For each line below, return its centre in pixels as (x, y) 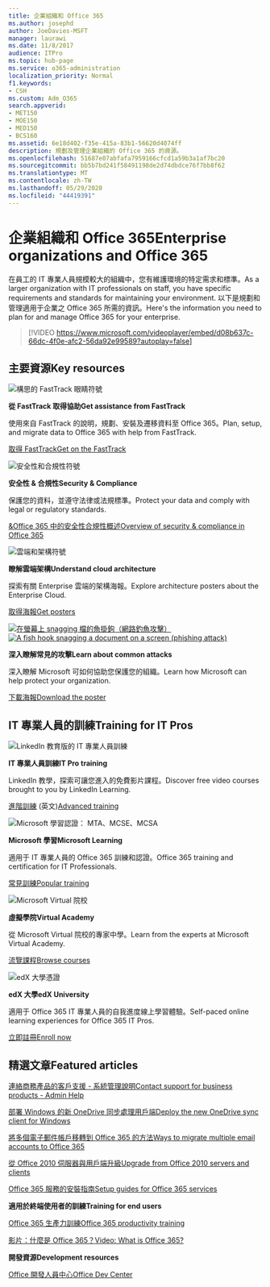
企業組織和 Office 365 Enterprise (118, 238)
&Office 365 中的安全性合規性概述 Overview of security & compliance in (127, 526)
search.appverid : (37, 106)
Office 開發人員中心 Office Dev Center (71, 1275)
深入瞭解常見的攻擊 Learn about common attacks (90, 654)
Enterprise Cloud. (37, 595)
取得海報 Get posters (42, 612)
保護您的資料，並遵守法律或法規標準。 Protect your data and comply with (129, 500)
